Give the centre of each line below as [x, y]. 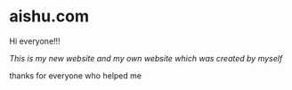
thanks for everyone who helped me [76, 75]
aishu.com [49, 16]
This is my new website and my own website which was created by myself [146, 58]
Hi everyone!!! [35, 41]
